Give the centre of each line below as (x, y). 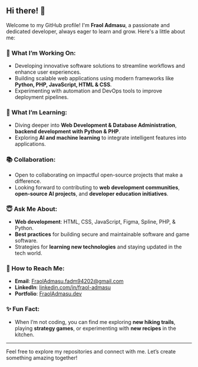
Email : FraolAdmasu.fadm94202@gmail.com (69, 281)
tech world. (28, 253)
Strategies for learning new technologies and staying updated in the (98, 247)
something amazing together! (42, 358)
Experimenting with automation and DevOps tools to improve (88, 91)
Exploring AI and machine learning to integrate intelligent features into (100, 138)
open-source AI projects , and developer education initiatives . (92, 194)
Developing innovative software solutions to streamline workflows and (100, 66)
